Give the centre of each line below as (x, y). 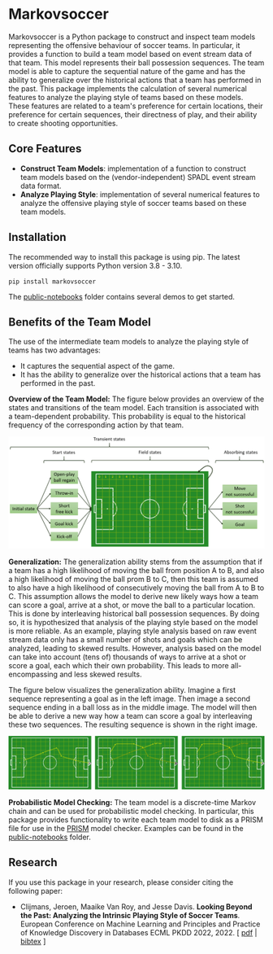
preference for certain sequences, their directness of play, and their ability (133, 114)
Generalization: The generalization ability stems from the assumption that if (135, 562)
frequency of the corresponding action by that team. (96, 425)
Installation (37, 237)
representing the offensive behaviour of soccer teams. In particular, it (124, 45)
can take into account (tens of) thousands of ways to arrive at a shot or (127, 657)
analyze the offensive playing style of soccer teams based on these (133, 203)
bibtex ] (33, 941)
